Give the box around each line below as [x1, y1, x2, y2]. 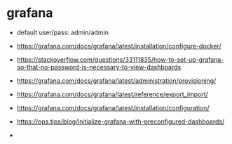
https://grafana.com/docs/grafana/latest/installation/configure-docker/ [16, 41, 221, 50]
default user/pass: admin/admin [16, 28, 109, 37]
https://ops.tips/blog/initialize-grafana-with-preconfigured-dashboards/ [16, 117, 225, 126]
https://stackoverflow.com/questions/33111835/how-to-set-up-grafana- [16, 55, 224, 64]
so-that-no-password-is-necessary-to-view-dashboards [16, 63, 182, 71]
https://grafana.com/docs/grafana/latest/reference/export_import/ [16, 90, 208, 98]
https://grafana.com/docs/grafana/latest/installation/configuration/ [16, 103, 210, 112]
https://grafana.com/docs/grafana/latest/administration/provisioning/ [16, 76, 217, 85]
